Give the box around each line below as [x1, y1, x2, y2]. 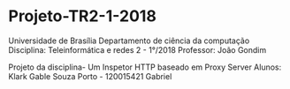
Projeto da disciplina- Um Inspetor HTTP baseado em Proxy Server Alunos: [8, 62, 282, 72]
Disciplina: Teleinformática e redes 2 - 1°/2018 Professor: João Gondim [8, 44, 267, 55]
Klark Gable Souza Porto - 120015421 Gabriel [8, 70, 172, 81]
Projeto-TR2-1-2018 [8, 6, 156, 26]
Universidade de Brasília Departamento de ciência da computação [8, 35, 250, 46]
